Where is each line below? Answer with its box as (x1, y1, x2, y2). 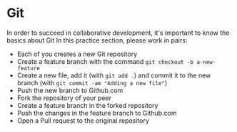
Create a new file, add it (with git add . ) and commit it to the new (16, 71, 211, 79)
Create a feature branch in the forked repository (16, 101, 158, 109)
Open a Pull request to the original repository (16, 116, 149, 125)
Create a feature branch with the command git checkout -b (16, 57, 194, 65)
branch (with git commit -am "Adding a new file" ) (16, 78, 168, 87)
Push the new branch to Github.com (16, 86, 123, 94)
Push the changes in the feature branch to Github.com (16, 109, 177, 117)
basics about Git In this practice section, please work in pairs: (6, 35, 188, 44)
